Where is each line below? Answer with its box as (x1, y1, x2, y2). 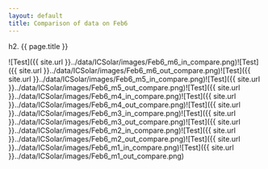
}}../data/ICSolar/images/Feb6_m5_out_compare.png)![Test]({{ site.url (8, 82, 241, 93)
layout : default (8, 11, 63, 20)
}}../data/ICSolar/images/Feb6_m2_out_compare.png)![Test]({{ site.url (8, 134, 241, 143)
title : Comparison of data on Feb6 (8, 19, 128, 27)
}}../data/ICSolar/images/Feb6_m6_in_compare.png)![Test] (64, 57, 259, 67)
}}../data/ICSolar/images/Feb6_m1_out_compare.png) (8, 150, 184, 161)
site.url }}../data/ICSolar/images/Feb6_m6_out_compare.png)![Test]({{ (19, 65, 251, 75)
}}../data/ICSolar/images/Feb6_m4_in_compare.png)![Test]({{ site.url (8, 91, 237, 101)
